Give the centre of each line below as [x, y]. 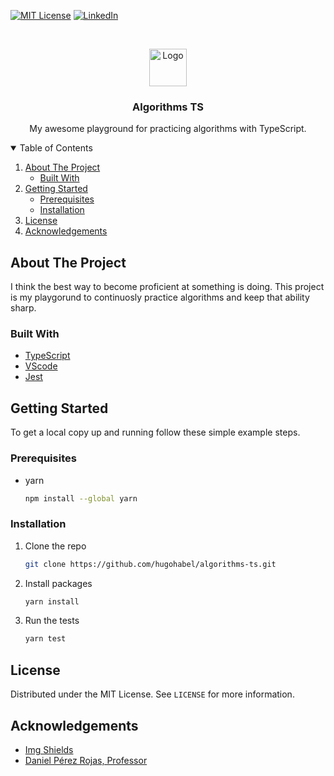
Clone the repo [55, 546]
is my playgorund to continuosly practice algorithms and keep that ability [160, 297]
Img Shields [49, 749]
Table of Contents [56, 148]
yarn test [45, 639]
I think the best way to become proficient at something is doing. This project [167, 287]
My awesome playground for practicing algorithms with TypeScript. [168, 129]
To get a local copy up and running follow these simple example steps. [155, 432]
